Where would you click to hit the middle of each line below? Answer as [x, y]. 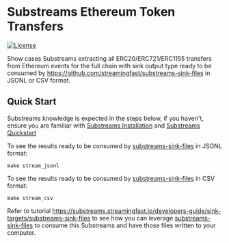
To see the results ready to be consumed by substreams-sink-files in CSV [111, 178]
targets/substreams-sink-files [49, 218]
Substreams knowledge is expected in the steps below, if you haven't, [105, 118]
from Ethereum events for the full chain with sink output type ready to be [109, 66]
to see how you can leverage [133, 218]
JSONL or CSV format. [39, 80]
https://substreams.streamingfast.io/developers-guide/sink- [136, 211]
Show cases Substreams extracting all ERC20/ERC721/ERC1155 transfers [109, 58]
